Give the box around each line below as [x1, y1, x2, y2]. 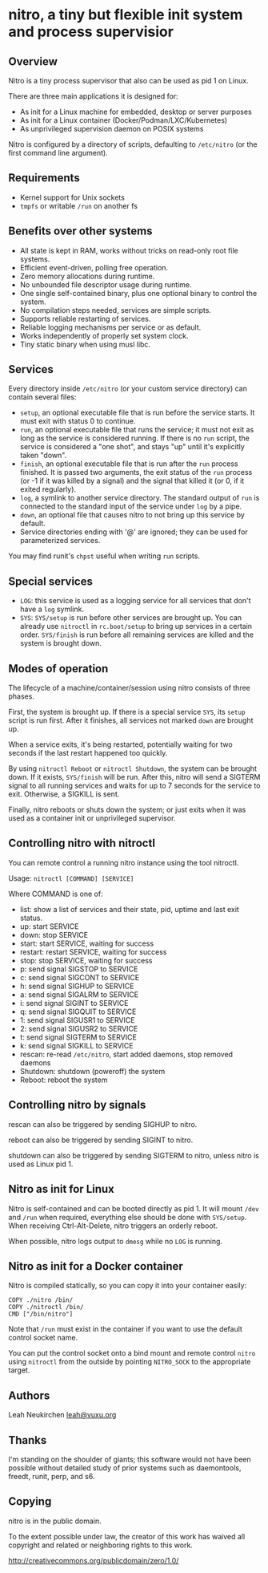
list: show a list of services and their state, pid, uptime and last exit [19, 904, 240, 914]
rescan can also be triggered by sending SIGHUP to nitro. [8, 1119, 198, 1129]
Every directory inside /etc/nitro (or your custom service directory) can [8, 383, 248, 394]
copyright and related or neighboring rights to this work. [8, 1540, 194, 1550]
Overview [8, 55, 58, 68]
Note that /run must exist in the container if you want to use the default [8, 1324, 242, 1334]
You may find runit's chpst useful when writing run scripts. [8, 551, 200, 561]
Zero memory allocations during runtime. [19, 271, 155, 281]
